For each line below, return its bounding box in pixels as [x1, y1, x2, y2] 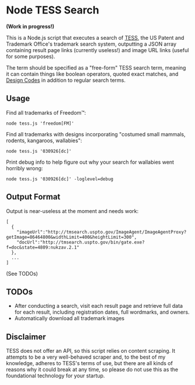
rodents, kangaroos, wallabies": [6, 137, 82, 144]
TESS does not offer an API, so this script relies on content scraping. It [6, 348, 176, 355]
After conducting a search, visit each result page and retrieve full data [14, 302, 183, 310]
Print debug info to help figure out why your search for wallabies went [6, 159, 174, 166]
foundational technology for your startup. [6, 372, 105, 379]
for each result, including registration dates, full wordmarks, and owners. [14, 308, 190, 316]
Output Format [6, 192, 61, 202]
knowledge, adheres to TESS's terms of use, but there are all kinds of [6, 360, 173, 367]
